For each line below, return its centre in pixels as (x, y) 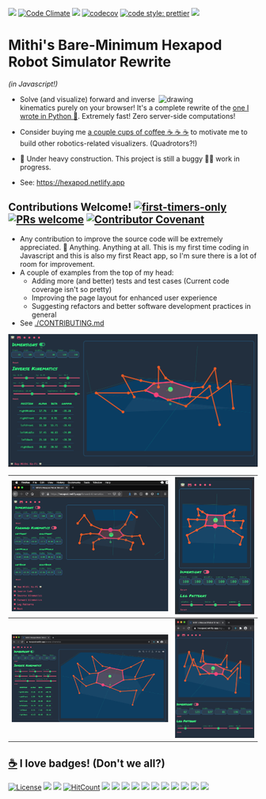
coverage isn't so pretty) (72, 289)
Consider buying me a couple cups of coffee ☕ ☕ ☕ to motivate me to (133, 131)
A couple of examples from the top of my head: (97, 272)
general (44, 314)
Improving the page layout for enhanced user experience (124, 298)
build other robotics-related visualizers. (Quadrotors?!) (108, 143)
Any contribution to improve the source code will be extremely (121, 238)
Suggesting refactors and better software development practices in (141, 306)
